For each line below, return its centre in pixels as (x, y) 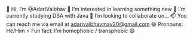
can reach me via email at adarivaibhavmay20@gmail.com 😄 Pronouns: (95, 24)
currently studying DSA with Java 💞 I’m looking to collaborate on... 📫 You (96, 16)
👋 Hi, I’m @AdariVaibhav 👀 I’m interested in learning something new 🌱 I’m (96, 9)
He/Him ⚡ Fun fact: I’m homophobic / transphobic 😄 (71, 31)
